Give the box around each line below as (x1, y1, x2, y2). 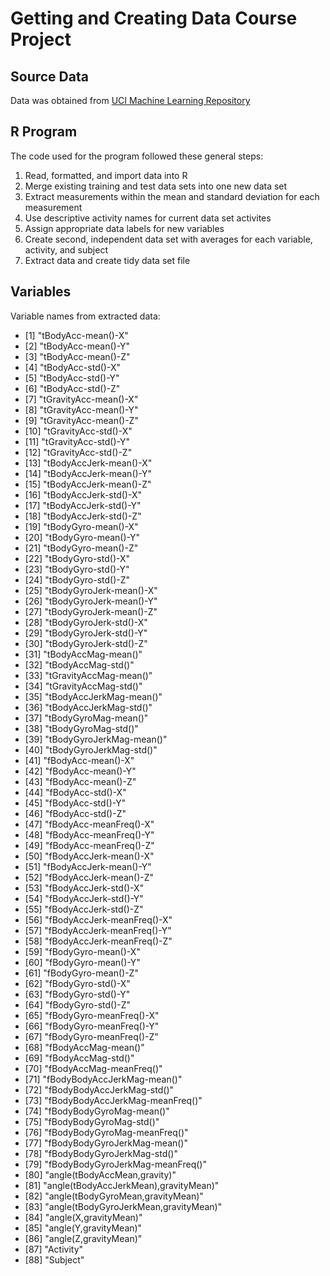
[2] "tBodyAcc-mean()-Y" (24, 340, 131, 352)
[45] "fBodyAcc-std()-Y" (24, 797, 127, 809)
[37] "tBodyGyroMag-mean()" (24, 712, 149, 724)
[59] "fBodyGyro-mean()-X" (24, 945, 141, 957)
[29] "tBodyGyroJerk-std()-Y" (24, 627, 148, 639)
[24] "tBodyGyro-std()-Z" (24, 573, 131, 586)
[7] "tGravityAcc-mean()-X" (24, 393, 139, 405)
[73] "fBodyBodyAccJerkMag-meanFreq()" (24, 1094, 203, 1106)
